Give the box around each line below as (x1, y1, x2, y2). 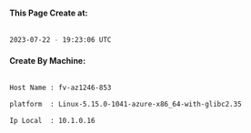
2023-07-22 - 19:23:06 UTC (9, 36, 112, 45)
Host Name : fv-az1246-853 (9, 83, 112, 93)
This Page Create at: (9, 7, 88, 18)
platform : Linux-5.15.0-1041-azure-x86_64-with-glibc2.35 (9, 100, 243, 109)
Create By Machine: (9, 55, 86, 66)
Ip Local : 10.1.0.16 (9, 117, 95, 126)
